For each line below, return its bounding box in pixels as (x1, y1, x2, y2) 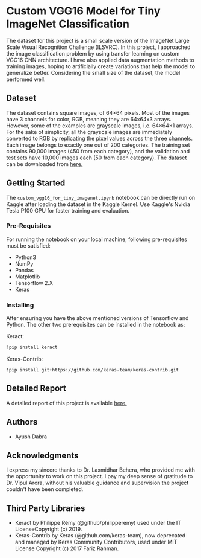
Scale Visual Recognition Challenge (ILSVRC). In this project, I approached (6, 43, 191, 51)
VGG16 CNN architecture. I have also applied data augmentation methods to (6, 56, 194, 63)
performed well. (6, 75, 46, 83)
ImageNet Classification (6, 17, 129, 31)
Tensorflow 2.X (14, 279, 53, 286)
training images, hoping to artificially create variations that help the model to (6, 62, 196, 70)
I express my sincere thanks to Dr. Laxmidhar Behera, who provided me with (6, 466, 196, 473)
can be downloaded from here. (6, 160, 83, 167)
